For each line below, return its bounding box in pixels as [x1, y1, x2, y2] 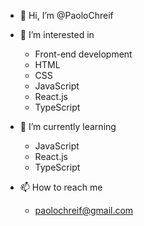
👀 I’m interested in [19, 29, 95, 40]
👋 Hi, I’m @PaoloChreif [19, 10, 114, 21]
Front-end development [34, 48, 133, 60]
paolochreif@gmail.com [34, 205, 134, 216]
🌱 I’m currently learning [19, 121, 117, 132]
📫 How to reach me [19, 181, 103, 193]
